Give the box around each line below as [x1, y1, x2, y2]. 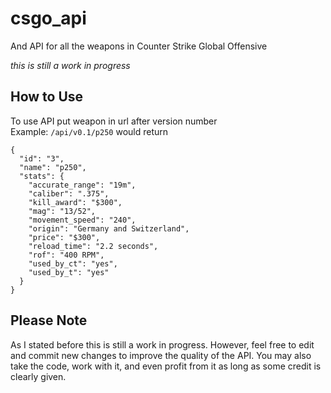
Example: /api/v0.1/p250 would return [10, 125, 169, 137]
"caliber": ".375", [28, 188, 110, 199]
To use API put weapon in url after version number [10, 115, 218, 127]
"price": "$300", [28, 232, 101, 242]
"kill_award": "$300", [28, 197, 123, 207]
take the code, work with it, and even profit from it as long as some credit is [10, 360, 322, 372]
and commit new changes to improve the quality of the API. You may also [10, 349, 312, 361]
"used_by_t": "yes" [28, 267, 110, 277]
